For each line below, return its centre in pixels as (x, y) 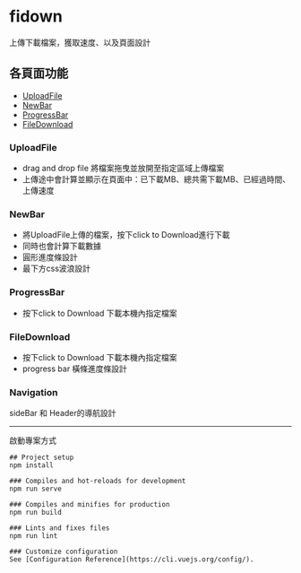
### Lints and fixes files (60, 528)
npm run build (36, 513)
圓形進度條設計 (50, 257)
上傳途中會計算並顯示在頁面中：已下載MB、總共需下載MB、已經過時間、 (156, 179)
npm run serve (36, 489)
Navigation (34, 392)
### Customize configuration (64, 552)
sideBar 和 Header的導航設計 (63, 413)
